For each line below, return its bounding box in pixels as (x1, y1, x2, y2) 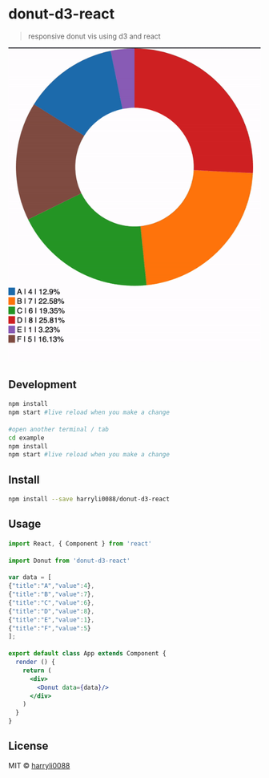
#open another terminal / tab (8, 425, 110, 433)
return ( (22, 667, 52, 675)
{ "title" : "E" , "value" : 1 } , (8, 615, 94, 624)
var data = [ (8, 573, 52, 581)
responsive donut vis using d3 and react (27, 31, 162, 41)
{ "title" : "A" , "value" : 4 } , (8, 582, 94, 590)
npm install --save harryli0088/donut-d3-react (8, 495, 171, 504)
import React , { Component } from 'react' (8, 539, 152, 548)
